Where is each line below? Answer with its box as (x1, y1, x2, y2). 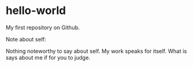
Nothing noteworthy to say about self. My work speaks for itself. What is (5, 47, 188, 55)
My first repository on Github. (5, 24, 80, 31)
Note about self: (5, 35, 46, 43)
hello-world (5, 4, 67, 18)
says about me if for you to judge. (5, 54, 91, 61)
